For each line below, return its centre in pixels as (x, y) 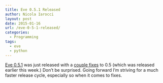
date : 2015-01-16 (23, 23)
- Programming (24, 37)
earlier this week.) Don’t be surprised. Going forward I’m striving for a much (82, 70)
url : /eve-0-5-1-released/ (33, 28)
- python (18, 51)
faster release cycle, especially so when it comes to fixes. (64, 75)
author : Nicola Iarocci (30, 14)
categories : (17, 32)
